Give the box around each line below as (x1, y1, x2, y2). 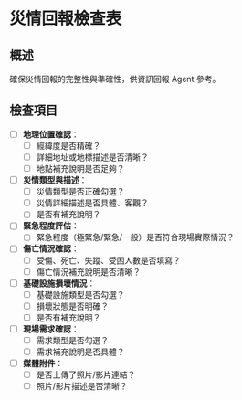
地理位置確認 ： (22, 129, 79, 140)
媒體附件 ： (22, 358, 64, 369)
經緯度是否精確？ (36, 140, 101, 151)
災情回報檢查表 (9, 8, 122, 29)
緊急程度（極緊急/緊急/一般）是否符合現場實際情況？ (36, 232, 235, 243)
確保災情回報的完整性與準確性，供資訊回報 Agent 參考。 (9, 74, 221, 84)
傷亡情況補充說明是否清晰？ (36, 266, 142, 277)
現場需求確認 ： (22, 323, 79, 334)
